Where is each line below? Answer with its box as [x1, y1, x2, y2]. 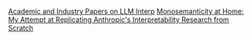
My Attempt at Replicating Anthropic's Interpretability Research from [8, 15, 229, 24]
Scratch [8, 24, 34, 32]
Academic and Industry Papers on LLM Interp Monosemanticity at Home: [8, 7, 244, 16]
